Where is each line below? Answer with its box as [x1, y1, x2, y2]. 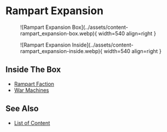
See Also [5, 104, 39, 114]
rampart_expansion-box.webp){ [20, 29, 98, 37]
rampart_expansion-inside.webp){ [20, 47, 103, 54]
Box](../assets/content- [72, 24, 129, 31]
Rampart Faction [14, 80, 54, 87]
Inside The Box [5, 65, 61, 75]
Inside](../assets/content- [72, 41, 133, 48]
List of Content [14, 119, 51, 126]
